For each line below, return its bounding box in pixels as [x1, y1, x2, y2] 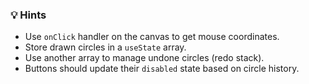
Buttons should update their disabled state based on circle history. [24, 63, 300, 75]
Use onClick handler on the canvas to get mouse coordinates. [24, 31, 280, 43]
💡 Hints [10, 8, 47, 22]
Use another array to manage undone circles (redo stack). [24, 52, 265, 64]
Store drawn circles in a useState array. [24, 41, 187, 53]
